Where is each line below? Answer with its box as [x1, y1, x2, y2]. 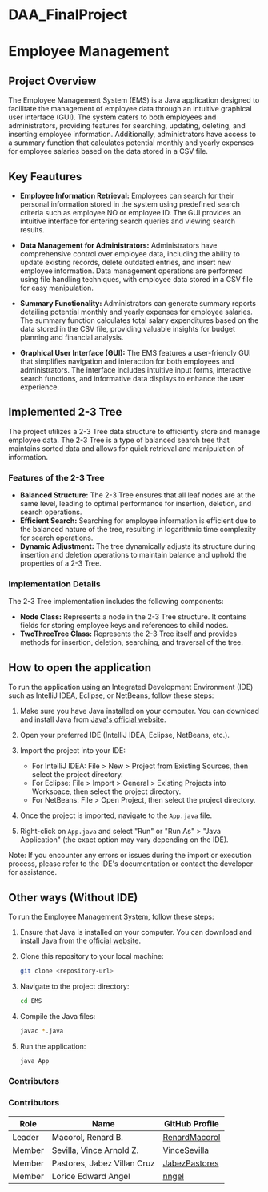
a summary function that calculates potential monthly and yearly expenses [8, 138, 254, 147]
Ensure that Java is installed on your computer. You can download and [19, 928, 252, 937]
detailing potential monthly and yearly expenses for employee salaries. [19, 307, 254, 316]
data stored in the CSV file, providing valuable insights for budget [19, 324, 236, 333]
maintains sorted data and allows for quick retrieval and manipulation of [8, 443, 245, 453]
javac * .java [19, 1027, 64, 1035]
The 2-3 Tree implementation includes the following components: [8, 597, 224, 606]
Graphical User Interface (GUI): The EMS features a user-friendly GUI [19, 348, 251, 357]
